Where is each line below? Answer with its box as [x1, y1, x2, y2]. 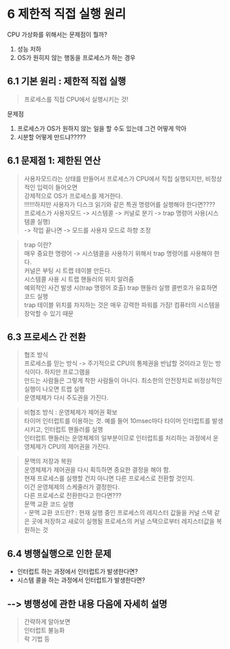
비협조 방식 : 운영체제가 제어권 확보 [23, 408, 118, 416]
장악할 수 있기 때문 [23, 309, 74, 317]
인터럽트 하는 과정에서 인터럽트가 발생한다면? [16, 567, 139, 576]
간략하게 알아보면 [23, 617, 71, 626]
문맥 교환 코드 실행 [23, 500, 74, 508]
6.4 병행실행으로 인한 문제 [7, 547, 112, 560]
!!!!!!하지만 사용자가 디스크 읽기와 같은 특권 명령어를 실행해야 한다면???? [23, 200, 216, 208]
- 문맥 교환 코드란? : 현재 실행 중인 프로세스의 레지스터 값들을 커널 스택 [23, 509, 213, 517]
